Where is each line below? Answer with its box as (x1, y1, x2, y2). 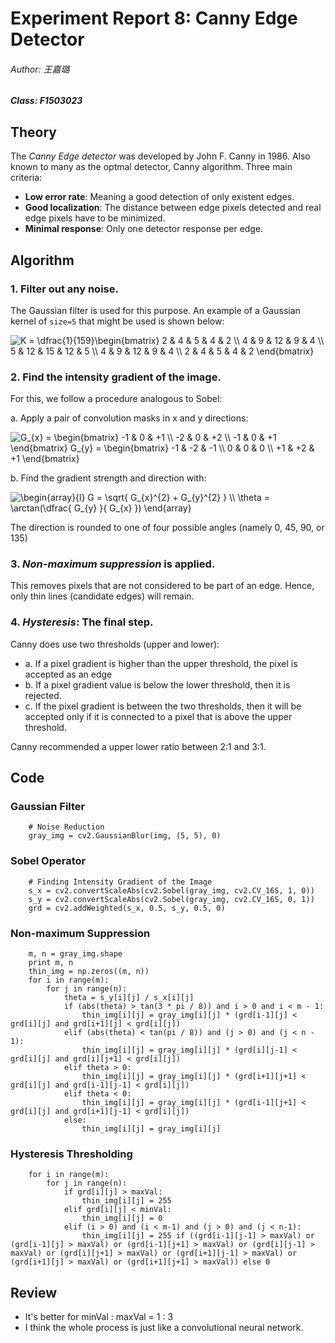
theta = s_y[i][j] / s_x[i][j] (63, 993, 195, 1003)
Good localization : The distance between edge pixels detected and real (24, 202, 322, 214)
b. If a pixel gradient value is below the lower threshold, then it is (24, 678, 291, 691)
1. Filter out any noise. (10, 282, 119, 296)
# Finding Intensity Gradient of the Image (28, 877, 213, 887)
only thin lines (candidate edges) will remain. (10, 590, 195, 602)
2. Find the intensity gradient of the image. (10, 370, 222, 384)
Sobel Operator (10, 854, 87, 868)
